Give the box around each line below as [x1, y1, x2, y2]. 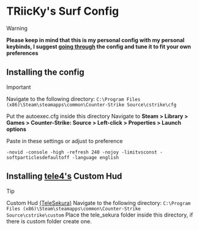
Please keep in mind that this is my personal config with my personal [6, 36, 185, 43]
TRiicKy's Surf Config [6, 4, 119, 18]
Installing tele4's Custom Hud [6, 171, 122, 182]
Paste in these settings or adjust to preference [6, 137, 123, 144]
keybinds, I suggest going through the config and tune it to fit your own [6, 43, 192, 50]
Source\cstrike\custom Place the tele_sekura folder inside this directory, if [6, 211, 193, 218]
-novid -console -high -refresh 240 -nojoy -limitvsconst [6, 149, 157, 155]
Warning [6, 24, 28, 32]
